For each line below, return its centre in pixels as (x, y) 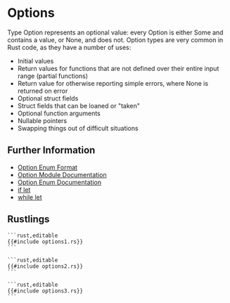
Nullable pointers (42, 120)
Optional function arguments (59, 113)
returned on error (43, 91)
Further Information (51, 150)
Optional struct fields (48, 98)
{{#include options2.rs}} (45, 266)
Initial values (36, 60)
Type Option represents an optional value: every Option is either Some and (115, 32)
